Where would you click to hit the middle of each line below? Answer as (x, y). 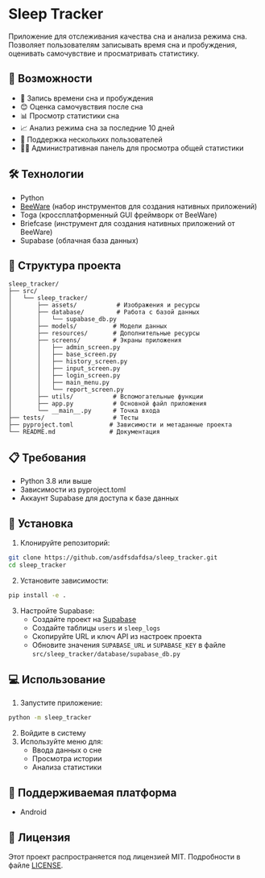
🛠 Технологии (46, 174)
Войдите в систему (53, 733)
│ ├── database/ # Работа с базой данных (104, 312)
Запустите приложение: (61, 703)
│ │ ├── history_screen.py (68, 362)
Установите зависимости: (64, 580)
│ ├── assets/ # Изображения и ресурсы (104, 305)
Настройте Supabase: (57, 610)
